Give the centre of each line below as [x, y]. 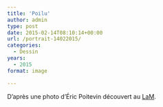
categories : [24, 45]
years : [17, 58]
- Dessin [26, 52]
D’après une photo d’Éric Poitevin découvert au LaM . [82, 96]
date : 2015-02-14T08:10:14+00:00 [55, 33]
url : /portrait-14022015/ [44, 39]
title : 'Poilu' [29, 13]
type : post [23, 26]
